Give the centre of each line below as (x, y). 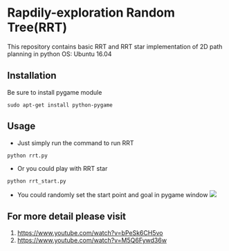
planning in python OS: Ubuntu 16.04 (59, 54)
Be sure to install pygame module (55, 92)
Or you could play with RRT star (62, 168)
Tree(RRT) (37, 27)
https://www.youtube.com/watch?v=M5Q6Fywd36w (92, 241)
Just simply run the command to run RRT (75, 142)
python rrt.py (28, 156)
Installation (32, 76)
